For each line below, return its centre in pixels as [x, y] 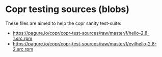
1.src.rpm [22, 38]
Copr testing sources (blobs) [67, 9]
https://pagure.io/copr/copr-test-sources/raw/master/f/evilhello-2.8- [85, 43]
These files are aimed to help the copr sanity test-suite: [63, 23]
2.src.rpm [23, 49]
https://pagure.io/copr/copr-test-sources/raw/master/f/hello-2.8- [81, 33]
